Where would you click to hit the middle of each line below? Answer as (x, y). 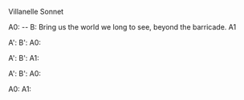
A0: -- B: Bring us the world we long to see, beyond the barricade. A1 (122, 27)
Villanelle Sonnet (36, 12)
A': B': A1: (24, 58)
